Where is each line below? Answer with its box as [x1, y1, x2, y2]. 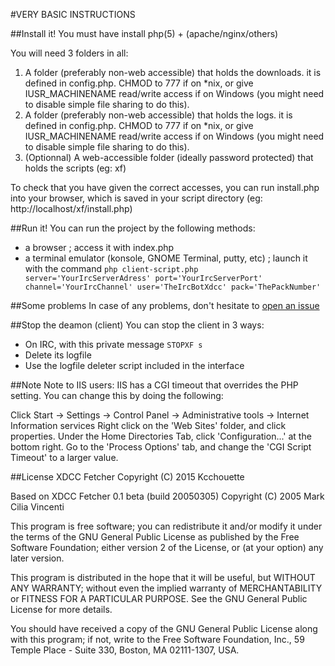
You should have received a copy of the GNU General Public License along [10, 623, 318, 634]
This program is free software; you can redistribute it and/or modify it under [10, 520, 323, 532]
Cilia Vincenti [10, 501, 65, 513]
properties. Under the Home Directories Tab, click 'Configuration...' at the [10, 430, 312, 442]
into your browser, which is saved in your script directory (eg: [10, 192, 263, 204]
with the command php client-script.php [24, 263, 199, 274]
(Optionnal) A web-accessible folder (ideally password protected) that [24, 152, 314, 163]
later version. [10, 552, 65, 564]
